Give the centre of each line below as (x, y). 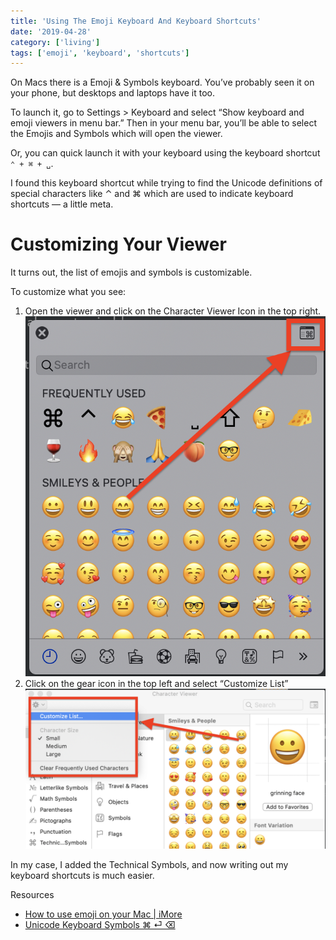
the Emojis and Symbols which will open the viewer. (116, 134)
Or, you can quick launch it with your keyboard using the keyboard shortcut (165, 153)
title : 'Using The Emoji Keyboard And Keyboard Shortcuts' (136, 21)
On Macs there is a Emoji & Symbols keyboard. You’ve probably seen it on (162, 82)
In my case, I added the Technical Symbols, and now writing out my (149, 865)
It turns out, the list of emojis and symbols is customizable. (131, 272)
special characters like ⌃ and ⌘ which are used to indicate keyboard (152, 194)
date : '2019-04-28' (51, 31)
